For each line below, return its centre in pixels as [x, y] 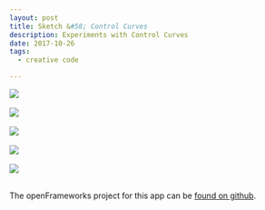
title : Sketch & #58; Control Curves [79, 26]
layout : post [34, 18]
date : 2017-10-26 [42, 43]
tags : [20, 52]
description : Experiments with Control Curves [99, 35]
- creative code [48, 60]
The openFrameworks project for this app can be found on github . [133, 195]
